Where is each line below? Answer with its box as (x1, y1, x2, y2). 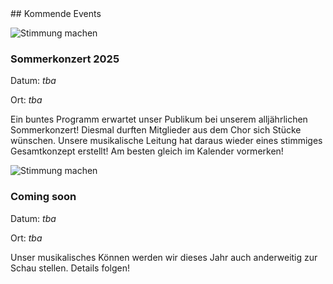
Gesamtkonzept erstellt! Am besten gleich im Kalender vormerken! (10, 145, 284, 157)
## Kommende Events (10, 8, 102, 19)
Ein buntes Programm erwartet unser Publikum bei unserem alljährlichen (10, 113, 308, 126)
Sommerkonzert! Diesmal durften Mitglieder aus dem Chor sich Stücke (10, 124, 302, 136)
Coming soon (10, 190, 77, 204)
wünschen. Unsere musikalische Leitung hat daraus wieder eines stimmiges (10, 135, 323, 147)
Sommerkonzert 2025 (10, 52, 120, 66)
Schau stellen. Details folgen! (10, 262, 131, 274)
